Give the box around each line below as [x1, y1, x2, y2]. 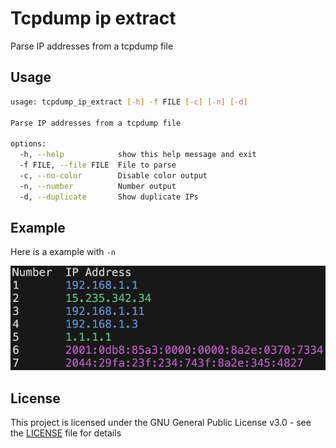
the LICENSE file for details [10, 427, 122, 439]
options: [10, 139, 47, 149]
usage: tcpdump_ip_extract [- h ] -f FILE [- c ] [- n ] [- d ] [10, 97, 248, 107]
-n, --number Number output [19, 181, 177, 191]
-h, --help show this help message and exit [19, 150, 257, 160]
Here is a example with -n [10, 246, 116, 258]
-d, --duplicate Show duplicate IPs [19, 192, 199, 202]
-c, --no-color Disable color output [19, 170, 208, 181]
